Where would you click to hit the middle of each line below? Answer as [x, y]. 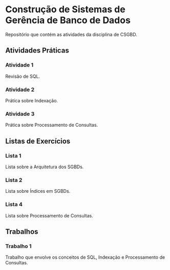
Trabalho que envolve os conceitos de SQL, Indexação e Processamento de [85, 257]
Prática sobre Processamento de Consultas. [52, 125]
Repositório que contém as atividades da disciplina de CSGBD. [71, 34]
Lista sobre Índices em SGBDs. [38, 191]
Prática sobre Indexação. [31, 100]
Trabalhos [22, 231]
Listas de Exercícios [38, 141]
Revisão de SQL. [23, 76]
